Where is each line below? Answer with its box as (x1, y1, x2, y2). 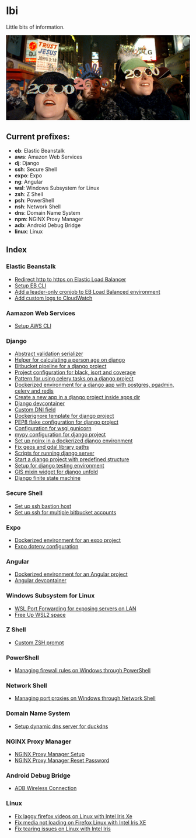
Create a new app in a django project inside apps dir (14, 394, 141, 401)
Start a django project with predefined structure (14, 456, 129, 463)
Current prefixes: (6, 132, 70, 142)
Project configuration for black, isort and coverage (14, 369, 136, 376)
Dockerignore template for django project (14, 413, 114, 420)
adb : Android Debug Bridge (14, 222, 81, 229)
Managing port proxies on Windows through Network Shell (14, 695, 156, 702)
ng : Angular (14, 178, 43, 186)
